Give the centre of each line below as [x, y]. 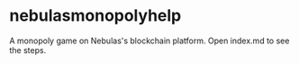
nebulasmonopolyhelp [95, 16]
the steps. [28, 50]
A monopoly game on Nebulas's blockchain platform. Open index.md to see [149, 41]
